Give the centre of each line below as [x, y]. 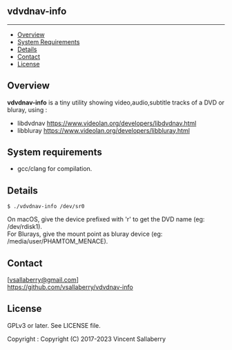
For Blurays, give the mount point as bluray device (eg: [85, 234]
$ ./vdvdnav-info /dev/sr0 [46, 207]
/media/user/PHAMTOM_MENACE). [58, 241]
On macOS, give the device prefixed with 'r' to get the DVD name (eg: [106, 219]
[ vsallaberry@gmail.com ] [43, 280]
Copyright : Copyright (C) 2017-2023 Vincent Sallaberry [87, 339]
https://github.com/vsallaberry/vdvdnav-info [70, 287]
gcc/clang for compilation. [55, 169]
